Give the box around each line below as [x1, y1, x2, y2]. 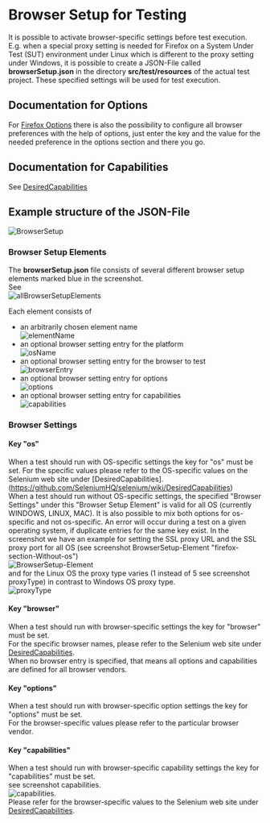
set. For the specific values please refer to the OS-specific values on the [8, 465, 248, 475]
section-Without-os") [8, 551, 79, 561]
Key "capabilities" [8, 745, 71, 754]
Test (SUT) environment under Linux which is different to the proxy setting [8, 49, 255, 59]
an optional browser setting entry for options [19, 373, 169, 383]
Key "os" [8, 439, 39, 449]
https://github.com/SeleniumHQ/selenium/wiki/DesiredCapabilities [10, 482, 231, 493]
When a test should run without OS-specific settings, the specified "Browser [8, 491, 261, 501]
